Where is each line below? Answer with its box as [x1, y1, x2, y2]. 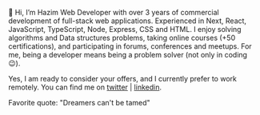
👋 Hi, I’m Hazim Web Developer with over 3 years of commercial [8, 8, 219, 17]
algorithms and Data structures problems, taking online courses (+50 [8, 33, 236, 42]
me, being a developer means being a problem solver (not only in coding [8, 50, 248, 59]
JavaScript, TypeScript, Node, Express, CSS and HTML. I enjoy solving [8, 25, 242, 34]
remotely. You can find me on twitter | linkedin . [8, 82, 162, 92]
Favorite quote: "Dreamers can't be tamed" [8, 98, 150, 107]
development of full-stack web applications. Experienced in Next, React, [8, 16, 246, 26]
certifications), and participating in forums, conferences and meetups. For [8, 42, 252, 51]
